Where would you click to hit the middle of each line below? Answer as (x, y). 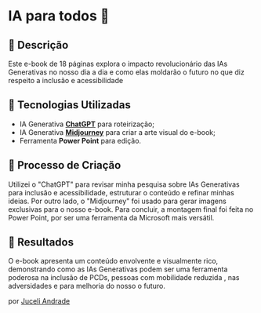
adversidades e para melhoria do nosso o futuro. (87, 286)
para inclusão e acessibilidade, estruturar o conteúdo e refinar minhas (121, 192)
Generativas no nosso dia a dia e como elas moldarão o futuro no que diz (126, 72)
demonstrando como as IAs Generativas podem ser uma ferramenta (118, 269)
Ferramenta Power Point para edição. (80, 140)
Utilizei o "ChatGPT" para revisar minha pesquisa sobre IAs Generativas (124, 184)
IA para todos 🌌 (59, 16)
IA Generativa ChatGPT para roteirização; (87, 124)
